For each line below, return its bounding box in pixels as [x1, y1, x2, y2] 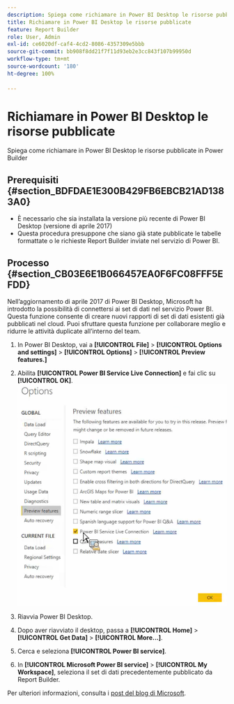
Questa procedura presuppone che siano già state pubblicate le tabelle [17, 229, 221, 237]
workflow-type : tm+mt [7, 56, 70, 63]
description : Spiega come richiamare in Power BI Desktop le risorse [7, 11, 214, 18]
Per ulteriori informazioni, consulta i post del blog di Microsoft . [7, 689, 187, 697]
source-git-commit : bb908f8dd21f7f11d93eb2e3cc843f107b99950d [7, 48, 192, 55]
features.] [17, 355, 47, 364]
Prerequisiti [7, 174, 59, 186]
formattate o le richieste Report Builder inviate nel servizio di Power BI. [17, 237, 220, 245]
